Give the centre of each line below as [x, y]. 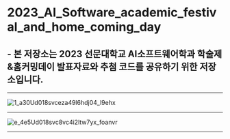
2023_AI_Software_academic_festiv [112, 13]
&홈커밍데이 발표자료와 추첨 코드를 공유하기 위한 [102, 66]
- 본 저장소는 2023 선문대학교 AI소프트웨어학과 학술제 [115, 53]
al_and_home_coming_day [84, 27]
